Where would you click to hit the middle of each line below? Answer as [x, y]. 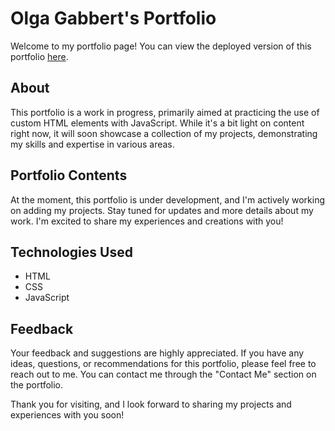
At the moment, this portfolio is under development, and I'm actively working [168, 199]
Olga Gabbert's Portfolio [113, 18]
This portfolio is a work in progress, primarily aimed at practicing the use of [165, 112]
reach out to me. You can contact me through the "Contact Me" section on [163, 374]
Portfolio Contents [69, 175]
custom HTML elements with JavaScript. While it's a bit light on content [157, 123]
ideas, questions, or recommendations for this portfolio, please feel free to [163, 364]
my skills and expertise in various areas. [92, 144]
